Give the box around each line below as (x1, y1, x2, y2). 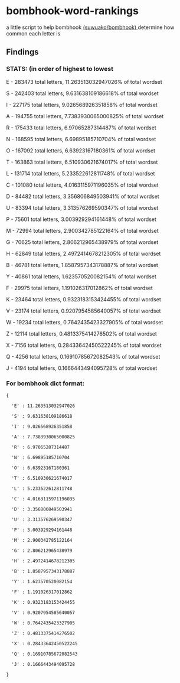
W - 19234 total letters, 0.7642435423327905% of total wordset (6, 318, 163, 326)
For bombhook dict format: (6, 379, 84, 388)
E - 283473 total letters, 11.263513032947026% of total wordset (6, 78, 162, 85)
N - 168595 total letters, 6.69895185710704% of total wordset (6, 135, 156, 142)
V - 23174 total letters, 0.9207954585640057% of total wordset (6, 307, 161, 314)
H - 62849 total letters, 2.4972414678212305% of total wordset (6, 250, 161, 257)
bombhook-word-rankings (6, 4, 139, 18)
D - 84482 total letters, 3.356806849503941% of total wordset (6, 193, 159, 200)
